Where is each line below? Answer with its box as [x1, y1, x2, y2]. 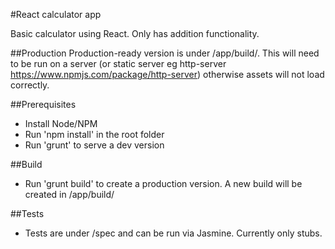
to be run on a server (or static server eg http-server [10, 58, 227, 69]
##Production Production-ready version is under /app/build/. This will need [10, 47, 320, 59]
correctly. [10, 79, 50, 91]
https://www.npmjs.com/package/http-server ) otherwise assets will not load [10, 69, 325, 80]
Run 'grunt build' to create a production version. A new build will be [24, 178, 303, 189]
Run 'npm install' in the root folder [24, 129, 165, 140]
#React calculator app [10, 9, 102, 20]
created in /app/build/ [24, 189, 115, 200]
